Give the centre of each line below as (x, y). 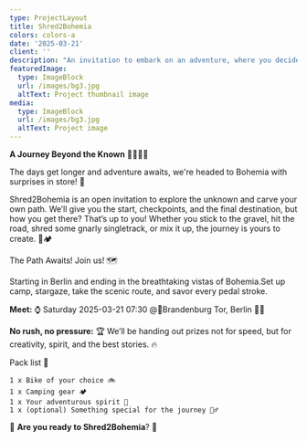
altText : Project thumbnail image (83, 94)
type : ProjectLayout (49, 18)
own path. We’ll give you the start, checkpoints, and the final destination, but (153, 209)
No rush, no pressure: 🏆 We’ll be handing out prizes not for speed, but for (151, 331)
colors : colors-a (42, 35)
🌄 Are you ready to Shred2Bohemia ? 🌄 (84, 427)
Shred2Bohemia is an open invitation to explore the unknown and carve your (153, 199)
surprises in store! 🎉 (47, 182)
